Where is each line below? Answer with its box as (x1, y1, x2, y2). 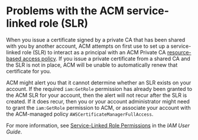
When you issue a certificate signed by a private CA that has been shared (6, 36, 186, 43)
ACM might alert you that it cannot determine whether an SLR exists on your (6, 79, 191, 86)
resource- (167, 48, 191, 56)
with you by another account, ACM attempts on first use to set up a (6, 43, 170, 50)
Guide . (6, 128, 22, 135)
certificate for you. (6, 67, 51, 74)
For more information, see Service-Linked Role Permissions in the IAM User (6, 122, 190, 129)
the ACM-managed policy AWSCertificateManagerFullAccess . (6, 110, 154, 118)
